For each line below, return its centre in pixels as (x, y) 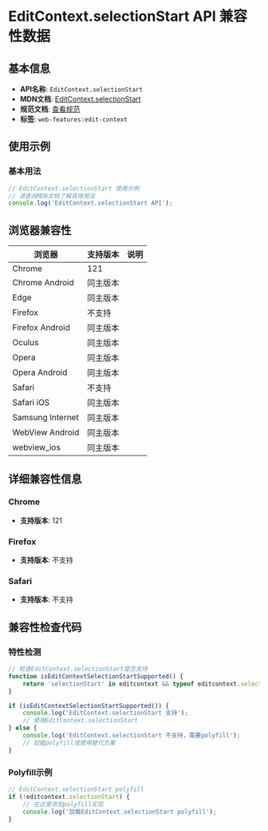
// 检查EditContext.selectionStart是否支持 (78, 669)
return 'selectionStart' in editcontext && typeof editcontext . (132, 684)
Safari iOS (31, 403)
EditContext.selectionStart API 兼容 (128, 16)
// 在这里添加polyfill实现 (63, 804)
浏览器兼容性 (40, 230)
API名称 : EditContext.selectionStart (81, 89)
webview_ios (37, 447)
